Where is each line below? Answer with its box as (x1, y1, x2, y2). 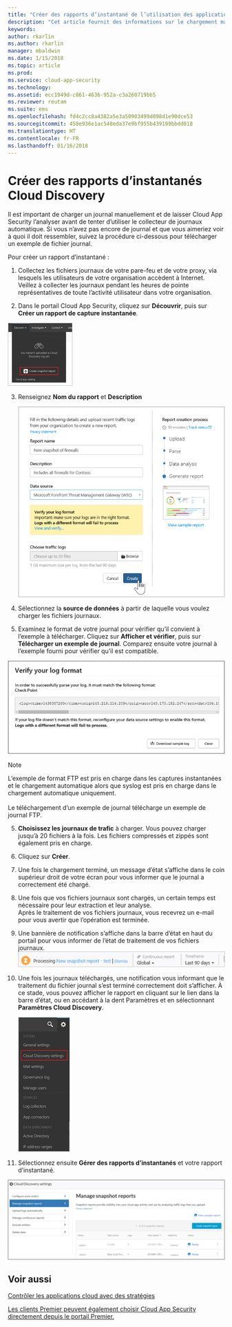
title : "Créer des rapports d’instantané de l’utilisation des (8, 11, 193, 18)
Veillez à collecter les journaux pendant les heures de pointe (17, 281, 189, 289)
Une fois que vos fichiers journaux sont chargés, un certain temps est (17, 894, 216, 902)
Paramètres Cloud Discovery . (17, 1003, 104, 1011)
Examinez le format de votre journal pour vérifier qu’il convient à (17, 625, 200, 633)
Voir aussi (8, 1273, 52, 1285)
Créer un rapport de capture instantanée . (17, 309, 138, 318)
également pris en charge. (17, 839, 93, 847)
